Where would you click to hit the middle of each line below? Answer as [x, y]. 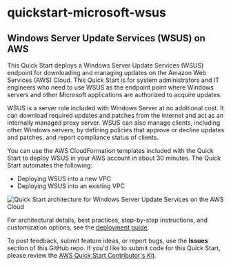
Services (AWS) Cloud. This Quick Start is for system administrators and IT [113, 80]
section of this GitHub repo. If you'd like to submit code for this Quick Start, [114, 248]
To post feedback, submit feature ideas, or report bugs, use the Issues [108, 241]
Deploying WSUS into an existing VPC [71, 186]
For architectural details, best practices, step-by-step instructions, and [108, 220]
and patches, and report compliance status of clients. [83, 137]
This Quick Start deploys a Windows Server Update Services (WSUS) [106, 65]
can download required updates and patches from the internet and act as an [115, 115]
